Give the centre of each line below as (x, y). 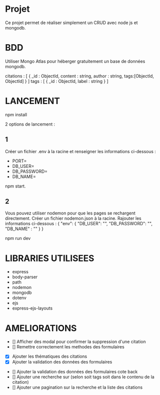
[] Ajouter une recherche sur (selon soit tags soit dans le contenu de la (83, 377)
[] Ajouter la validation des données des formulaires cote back (75, 372)
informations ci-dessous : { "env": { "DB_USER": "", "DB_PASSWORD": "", (79, 224)
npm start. (15, 186)
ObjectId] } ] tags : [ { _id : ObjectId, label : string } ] (57, 81)
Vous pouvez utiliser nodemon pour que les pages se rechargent (70, 213)
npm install (16, 114)
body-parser (25, 277)
